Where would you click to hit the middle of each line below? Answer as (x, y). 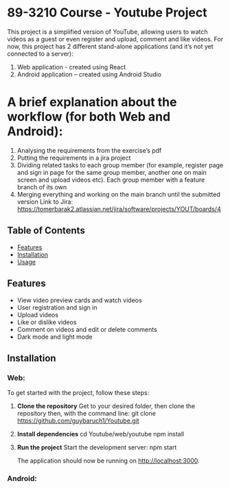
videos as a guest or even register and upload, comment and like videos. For (115, 39)
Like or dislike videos (47, 322)
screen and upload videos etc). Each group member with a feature (111, 180)
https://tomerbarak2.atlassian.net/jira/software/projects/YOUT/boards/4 (119, 209)
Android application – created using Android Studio (89, 74)
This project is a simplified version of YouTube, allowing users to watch (107, 32)
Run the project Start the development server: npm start (97, 447)
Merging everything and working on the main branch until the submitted (119, 194)
